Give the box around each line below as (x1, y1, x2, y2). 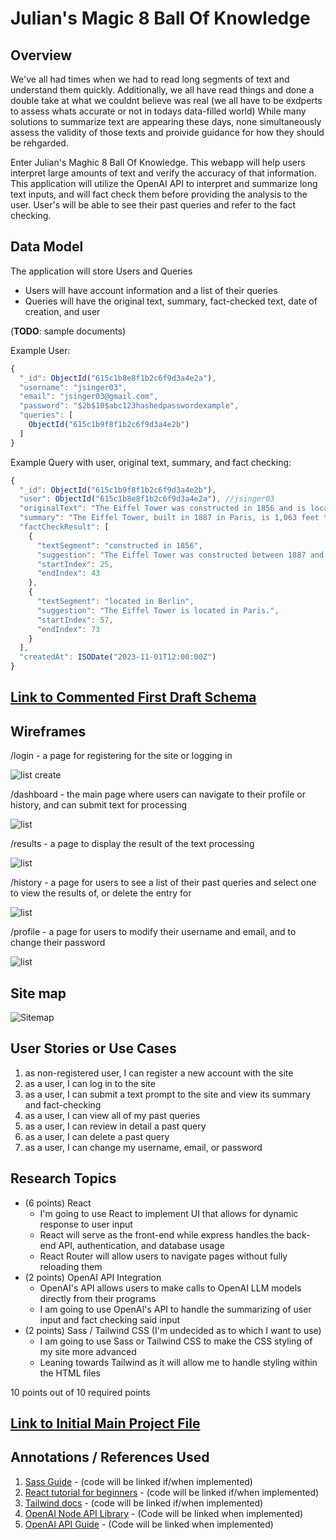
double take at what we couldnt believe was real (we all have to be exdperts (10, 95, 323, 106)
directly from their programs (39, 1292, 157, 1304)
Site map (10, 985, 67, 1002)
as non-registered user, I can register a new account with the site (24, 1067, 294, 1079)
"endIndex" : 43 (36, 568, 101, 579)
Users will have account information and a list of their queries (24, 284, 278, 296)
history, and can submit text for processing (10, 799, 188, 811)
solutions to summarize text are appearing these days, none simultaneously (10, 116, 322, 127)
